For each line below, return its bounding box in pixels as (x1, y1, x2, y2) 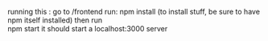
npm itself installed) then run (7, 15, 103, 25)
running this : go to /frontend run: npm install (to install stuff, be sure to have (7, 7, 261, 16)
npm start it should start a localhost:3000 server (7, 24, 168, 33)
